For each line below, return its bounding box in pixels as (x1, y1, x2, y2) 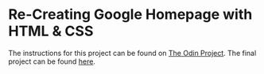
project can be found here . (8, 57, 95, 66)
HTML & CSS (8, 22, 94, 40)
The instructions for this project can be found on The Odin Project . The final (8, 48, 257, 57)
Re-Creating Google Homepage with (8, 6, 253, 24)
